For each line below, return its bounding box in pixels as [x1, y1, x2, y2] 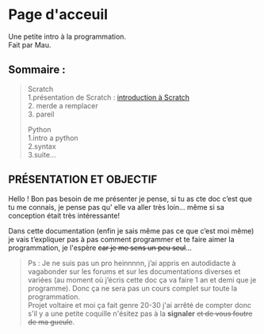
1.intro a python [27, 133, 78, 142]
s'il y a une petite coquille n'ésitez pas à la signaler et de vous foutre [27, 309, 253, 318]
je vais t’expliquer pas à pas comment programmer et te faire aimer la [8, 234, 235, 244]
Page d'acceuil [8, 6, 109, 24]
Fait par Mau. [8, 40, 52, 49]
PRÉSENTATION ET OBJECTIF [8, 173, 158, 187]
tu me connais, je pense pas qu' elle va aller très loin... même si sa [8, 202, 224, 211]
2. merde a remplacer [27, 101, 98, 110]
